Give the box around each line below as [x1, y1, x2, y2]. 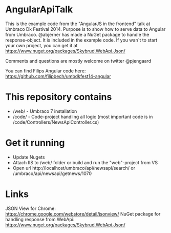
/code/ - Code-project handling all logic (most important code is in [12, 113, 153, 120]
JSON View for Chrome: [5, 205, 56, 211]
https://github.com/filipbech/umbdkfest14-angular [5, 73, 111, 79]
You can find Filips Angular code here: [5, 68, 86, 74]
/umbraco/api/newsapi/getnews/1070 [12, 170, 92, 177]
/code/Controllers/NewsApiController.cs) [12, 119, 99, 125]
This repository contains [5, 91, 112, 103]
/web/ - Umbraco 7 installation [12, 108, 77, 114]
